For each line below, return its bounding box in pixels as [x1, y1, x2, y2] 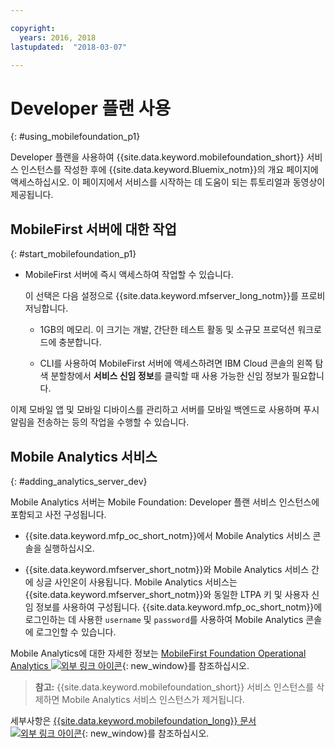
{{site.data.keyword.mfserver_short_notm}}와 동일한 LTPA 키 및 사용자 [24, 588, 310, 600]
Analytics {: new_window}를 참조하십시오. [10, 659, 250, 671]
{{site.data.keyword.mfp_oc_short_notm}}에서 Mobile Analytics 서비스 [24, 529, 311, 541]
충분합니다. [58, 336, 102, 348]
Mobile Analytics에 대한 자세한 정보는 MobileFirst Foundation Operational [10, 647, 307, 659]
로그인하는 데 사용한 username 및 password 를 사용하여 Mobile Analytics [24, 613, 304, 625]
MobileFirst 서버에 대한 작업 [10, 221, 177, 238]
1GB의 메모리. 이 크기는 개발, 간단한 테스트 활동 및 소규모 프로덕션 [39, 324, 296, 336]
